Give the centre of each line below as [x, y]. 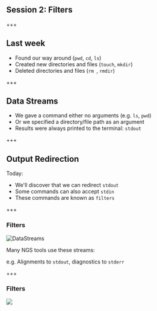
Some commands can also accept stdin [64, 191]
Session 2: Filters [39, 10]
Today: [15, 173]
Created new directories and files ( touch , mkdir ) [74, 64]
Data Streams [32, 101]
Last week [26, 44]
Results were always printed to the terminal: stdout [78, 128]
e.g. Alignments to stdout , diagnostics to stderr [65, 262]
